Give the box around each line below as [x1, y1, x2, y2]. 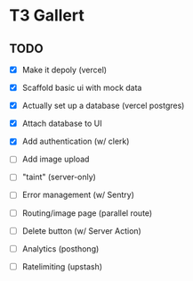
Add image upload [21, 153, 90, 165]
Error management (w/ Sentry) [21, 189, 135, 201]
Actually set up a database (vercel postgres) [21, 100, 185, 112]
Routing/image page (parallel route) [21, 207, 153, 219]
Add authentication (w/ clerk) [21, 136, 130, 147]
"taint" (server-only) [21, 171, 96, 183]
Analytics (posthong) [21, 243, 100, 254]
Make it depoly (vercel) [21, 64, 108, 75]
